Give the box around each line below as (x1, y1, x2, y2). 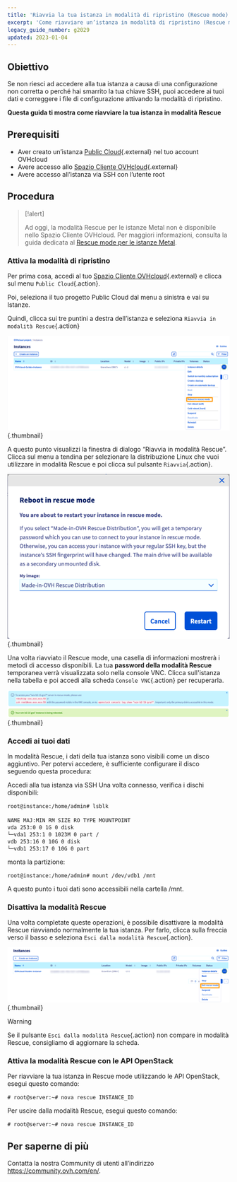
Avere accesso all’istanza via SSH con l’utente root (17, 170, 165, 178)
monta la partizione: (7, 858, 66, 866)
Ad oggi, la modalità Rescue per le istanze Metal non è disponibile (24, 223, 217, 231)
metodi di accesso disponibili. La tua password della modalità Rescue (7, 661, 212, 669)
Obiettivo (7, 61, 49, 73)
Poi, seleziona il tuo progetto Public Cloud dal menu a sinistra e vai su (7, 293, 209, 301)
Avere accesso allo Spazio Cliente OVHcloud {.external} (17, 163, 178, 171)
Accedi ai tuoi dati (7, 736, 71, 746)
